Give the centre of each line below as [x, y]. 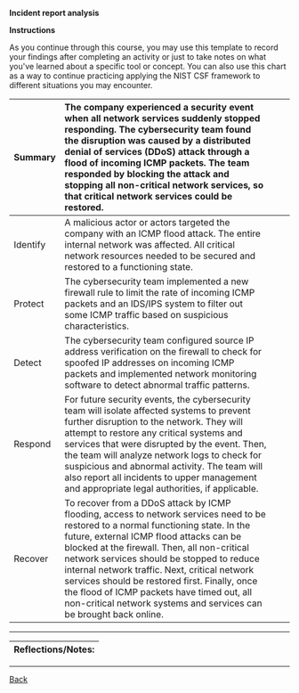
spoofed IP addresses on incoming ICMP [149, 363]
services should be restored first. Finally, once [161, 581]
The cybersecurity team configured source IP [159, 340]
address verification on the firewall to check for [163, 351]
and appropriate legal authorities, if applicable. [162, 489]
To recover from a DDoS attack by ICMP [148, 503]
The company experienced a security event [159, 107]
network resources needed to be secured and [160, 256]
